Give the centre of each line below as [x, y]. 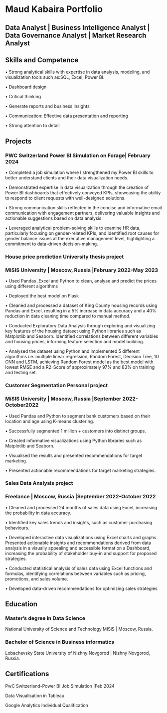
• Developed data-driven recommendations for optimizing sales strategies [82, 588]
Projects [18, 141]
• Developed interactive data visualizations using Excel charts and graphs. [82, 537]
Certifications [27, 674]
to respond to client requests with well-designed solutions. [65, 198]
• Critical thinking [23, 97]
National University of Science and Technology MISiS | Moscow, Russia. [79, 629]
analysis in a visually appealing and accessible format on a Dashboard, [78, 548]
